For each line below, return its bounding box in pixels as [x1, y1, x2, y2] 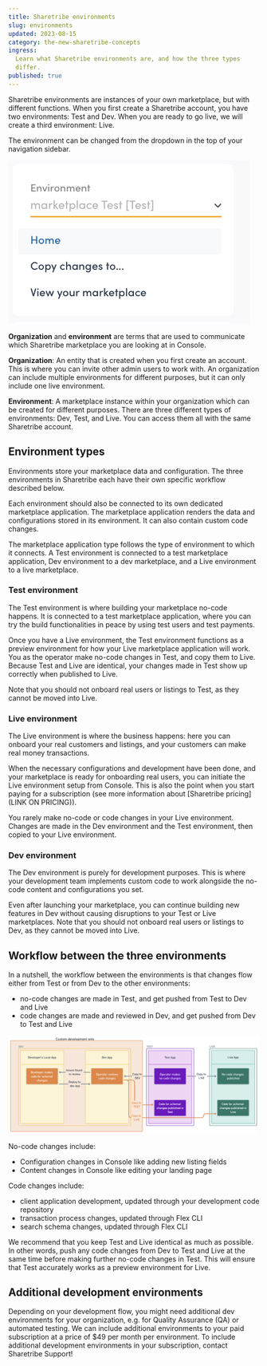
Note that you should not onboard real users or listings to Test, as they [8, 685, 240, 694]
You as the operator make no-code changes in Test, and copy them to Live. [8, 652, 256, 661]
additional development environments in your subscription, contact [8, 1340, 229, 1350]
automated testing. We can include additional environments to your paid [8, 1324, 245, 1333]
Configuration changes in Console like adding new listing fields [19, 1157, 227, 1167]
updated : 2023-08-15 [8, 30, 77, 38]
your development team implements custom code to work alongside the [8, 876, 245, 886]
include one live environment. [8, 381, 105, 390]
